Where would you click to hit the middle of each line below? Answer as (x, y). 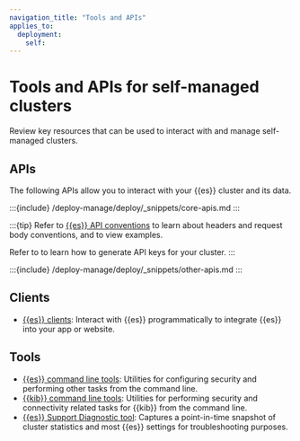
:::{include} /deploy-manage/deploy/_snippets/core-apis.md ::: (125, 208)
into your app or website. (68, 329)
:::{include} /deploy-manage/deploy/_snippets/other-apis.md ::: (126, 269)
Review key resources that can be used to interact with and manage (135, 131)
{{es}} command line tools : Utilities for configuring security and (140, 379)
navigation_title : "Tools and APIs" (78, 18)
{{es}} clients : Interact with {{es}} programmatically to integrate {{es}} (152, 319)
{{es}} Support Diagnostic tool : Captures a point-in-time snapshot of (149, 417)
